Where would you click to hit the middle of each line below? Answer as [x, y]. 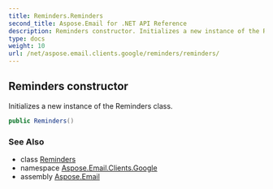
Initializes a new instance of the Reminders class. [91, 105]
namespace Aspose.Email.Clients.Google [89, 168]
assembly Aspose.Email [60, 176]
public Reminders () [41, 121]
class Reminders [48, 159]
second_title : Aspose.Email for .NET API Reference [97, 24]
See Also [26, 141]
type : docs [27, 39]
